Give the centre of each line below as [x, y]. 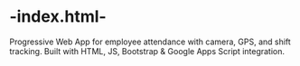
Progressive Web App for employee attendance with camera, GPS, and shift [150, 42]
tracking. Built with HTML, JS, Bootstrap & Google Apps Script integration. [147, 51]
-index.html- [58, 17]
